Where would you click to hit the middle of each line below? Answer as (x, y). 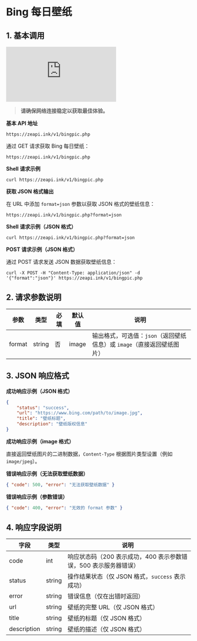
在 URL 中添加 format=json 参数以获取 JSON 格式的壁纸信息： (81, 204)
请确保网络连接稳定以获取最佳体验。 (64, 111)
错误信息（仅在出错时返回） (106, 596)
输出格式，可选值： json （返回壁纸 (139, 335)
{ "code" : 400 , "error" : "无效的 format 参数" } (64, 508)
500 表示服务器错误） (109, 565)
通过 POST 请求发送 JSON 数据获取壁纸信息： (62, 262)
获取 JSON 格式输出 (30, 191)
